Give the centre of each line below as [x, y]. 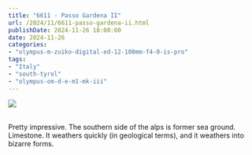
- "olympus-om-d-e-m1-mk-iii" [58, 81]
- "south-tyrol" [35, 74]
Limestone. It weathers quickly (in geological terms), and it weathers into [126, 135]
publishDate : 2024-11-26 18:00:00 [65, 30]
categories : [28, 45]
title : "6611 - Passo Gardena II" [65, 15]
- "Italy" [24, 67]
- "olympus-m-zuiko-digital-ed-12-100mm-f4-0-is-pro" [98, 52]
